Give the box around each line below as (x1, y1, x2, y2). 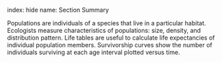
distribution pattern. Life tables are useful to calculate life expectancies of (7, 34, 215, 42)
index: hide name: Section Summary (7, 6, 110, 14)
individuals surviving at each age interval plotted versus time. (7, 48, 180, 56)
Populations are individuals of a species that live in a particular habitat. (7, 19, 207, 27)
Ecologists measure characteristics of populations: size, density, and (7, 27, 201, 34)
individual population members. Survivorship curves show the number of (7, 41, 212, 49)
